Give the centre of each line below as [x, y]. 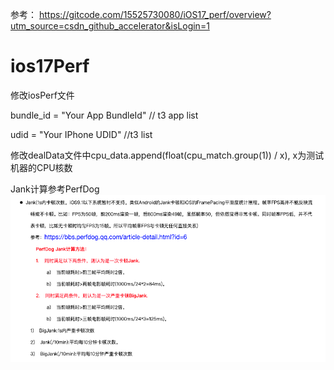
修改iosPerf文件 [42, 95]
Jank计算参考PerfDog [55, 189]
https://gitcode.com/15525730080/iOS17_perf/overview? [155, 14]
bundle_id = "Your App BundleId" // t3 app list [104, 115]
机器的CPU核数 [41, 167]
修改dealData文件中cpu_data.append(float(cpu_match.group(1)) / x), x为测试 [167, 155]
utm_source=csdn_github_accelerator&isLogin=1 [110, 26]
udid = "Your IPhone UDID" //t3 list [81, 134]
